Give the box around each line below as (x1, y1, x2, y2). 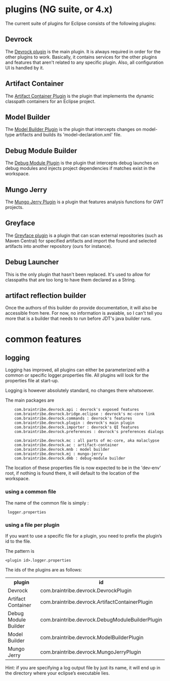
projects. (5, 204, 24, 210)
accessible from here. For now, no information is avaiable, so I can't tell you (5, 310, 162, 316)
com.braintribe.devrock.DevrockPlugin (40, 587, 132, 594)
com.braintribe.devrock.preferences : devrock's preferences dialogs (14, 429, 164, 435)
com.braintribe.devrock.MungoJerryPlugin (40, 649, 142, 656)
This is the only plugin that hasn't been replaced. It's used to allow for (5, 271, 151, 277)
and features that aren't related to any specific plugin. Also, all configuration (5, 59, 164, 65)
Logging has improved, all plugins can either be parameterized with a (5, 367, 150, 373)
